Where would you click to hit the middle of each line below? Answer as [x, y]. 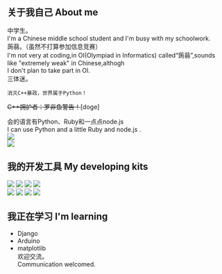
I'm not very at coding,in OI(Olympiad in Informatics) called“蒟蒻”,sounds [111, 55]
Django [27, 234]
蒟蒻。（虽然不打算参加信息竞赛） [54, 46]
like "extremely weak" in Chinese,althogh [66, 63]
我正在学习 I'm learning [58, 217]
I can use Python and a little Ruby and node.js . [74, 129]
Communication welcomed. [56, 264]
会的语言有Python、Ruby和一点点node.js [66, 121]
